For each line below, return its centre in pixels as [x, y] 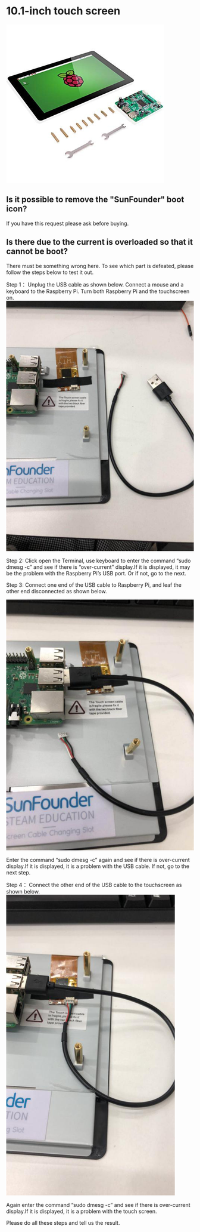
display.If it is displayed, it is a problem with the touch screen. [82, 1211]
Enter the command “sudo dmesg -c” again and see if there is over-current [98, 860]
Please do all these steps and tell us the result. [63, 1223]
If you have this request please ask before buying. [68, 223]
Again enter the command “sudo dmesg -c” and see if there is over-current [98, 1205]
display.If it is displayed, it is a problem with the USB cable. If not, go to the [98, 866]
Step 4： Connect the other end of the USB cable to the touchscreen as [94, 885]
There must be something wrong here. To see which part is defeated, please [100, 266]
